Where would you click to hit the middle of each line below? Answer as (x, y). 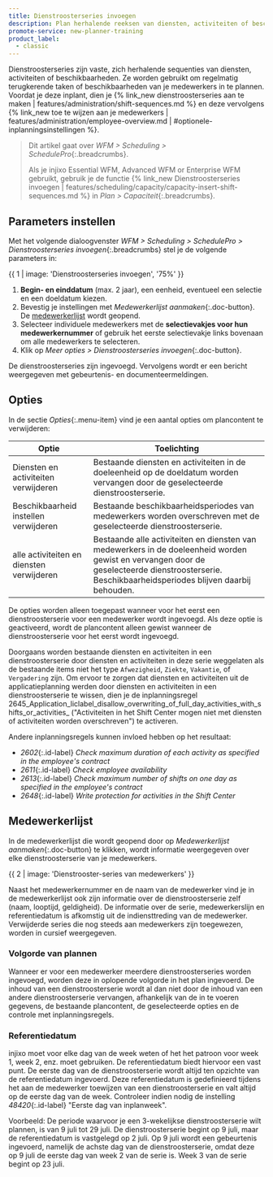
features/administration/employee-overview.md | (90, 121)
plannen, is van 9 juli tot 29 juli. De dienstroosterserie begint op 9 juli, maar (134, 1130)
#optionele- (193, 121)
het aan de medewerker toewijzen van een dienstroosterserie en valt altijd (132, 1088)
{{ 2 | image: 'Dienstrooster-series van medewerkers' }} (102, 874)
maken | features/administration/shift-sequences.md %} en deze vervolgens (136, 104)
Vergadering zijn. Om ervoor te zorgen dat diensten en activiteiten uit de (129, 678)
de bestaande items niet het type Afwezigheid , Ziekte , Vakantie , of (119, 669)
